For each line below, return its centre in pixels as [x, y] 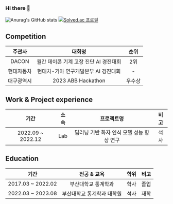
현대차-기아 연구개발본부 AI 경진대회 [79, 71]
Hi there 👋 [18, 8]
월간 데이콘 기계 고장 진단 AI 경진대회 [79, 62]
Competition [26, 36]
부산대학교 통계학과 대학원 [92, 193]
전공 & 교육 [92, 174]
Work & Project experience [49, 99]
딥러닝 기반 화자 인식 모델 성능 [109, 132]
